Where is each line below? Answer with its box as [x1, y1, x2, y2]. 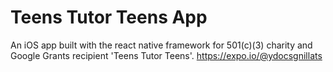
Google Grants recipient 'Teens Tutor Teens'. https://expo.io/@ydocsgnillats [10, 49, 323, 61]
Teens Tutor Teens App [10, 6, 208, 29]
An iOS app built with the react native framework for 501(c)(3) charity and [10, 39, 313, 51]
